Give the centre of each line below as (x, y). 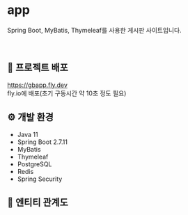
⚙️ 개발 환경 (31, 117)
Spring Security (40, 179)
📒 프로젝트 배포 (38, 68)
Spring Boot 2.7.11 (42, 142)
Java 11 (28, 134)
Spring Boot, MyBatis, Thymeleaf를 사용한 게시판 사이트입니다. (95, 30)
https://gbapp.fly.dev (38, 85)
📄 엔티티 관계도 (38, 202)
